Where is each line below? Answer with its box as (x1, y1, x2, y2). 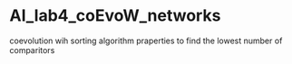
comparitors (9, 44, 55, 55)
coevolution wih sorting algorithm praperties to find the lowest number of (9, 35, 283, 46)
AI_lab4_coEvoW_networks (9, 5, 221, 26)
